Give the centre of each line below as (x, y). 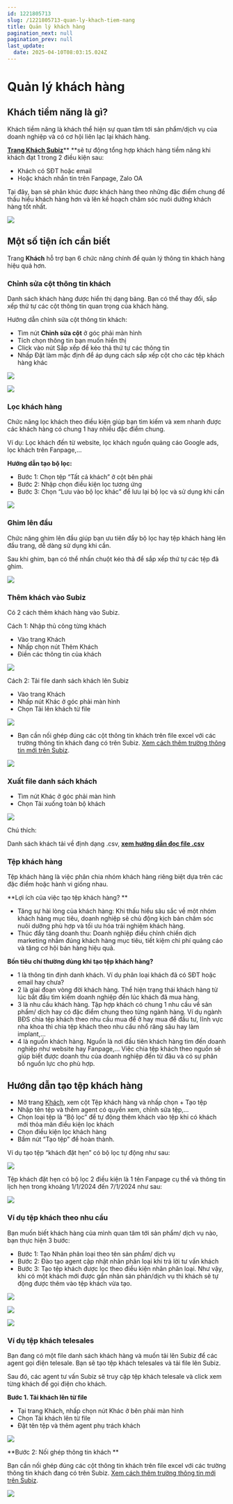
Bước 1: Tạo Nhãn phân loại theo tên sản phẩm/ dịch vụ (96, 1254)
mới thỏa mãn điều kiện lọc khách (66, 1124)
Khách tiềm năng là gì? (57, 112)
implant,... (32, 1034)
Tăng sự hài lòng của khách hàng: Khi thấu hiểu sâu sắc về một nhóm (117, 911)
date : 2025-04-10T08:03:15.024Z (61, 53)
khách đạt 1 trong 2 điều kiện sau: (56, 157)
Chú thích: (22, 830)
